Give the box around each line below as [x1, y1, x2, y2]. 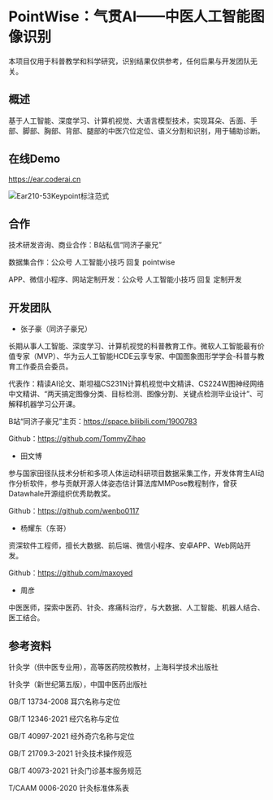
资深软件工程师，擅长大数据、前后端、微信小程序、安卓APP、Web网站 [8, 540, 245, 550]
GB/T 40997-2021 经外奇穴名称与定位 [8, 732, 136, 741]
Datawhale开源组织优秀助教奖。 [8, 489, 115, 499]
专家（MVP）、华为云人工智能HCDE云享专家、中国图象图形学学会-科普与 [15, 352, 258, 361]
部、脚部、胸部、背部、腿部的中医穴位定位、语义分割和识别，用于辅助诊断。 [8, 125, 265, 135]
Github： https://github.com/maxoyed [8, 568, 133, 578]
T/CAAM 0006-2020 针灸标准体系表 [8, 783, 130, 793]
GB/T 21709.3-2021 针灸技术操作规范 [8, 749, 132, 758]
